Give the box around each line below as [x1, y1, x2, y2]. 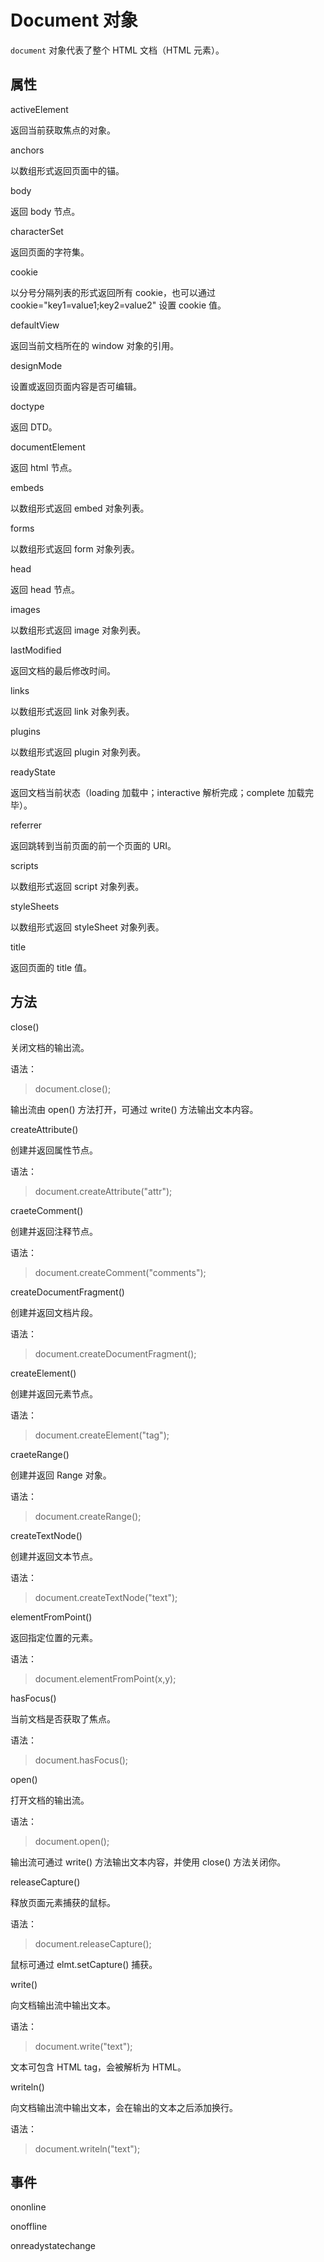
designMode [10, 359, 63, 371]
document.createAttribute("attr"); [34, 1185, 173, 1197]
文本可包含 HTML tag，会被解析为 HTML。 [10, 2061, 187, 2073]
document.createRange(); [34, 1510, 142, 1522]
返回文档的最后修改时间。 [10, 664, 116, 676]
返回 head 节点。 [10, 583, 80, 595]
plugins [10, 725, 41, 737]
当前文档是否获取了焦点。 [10, 1712, 116, 1725]
